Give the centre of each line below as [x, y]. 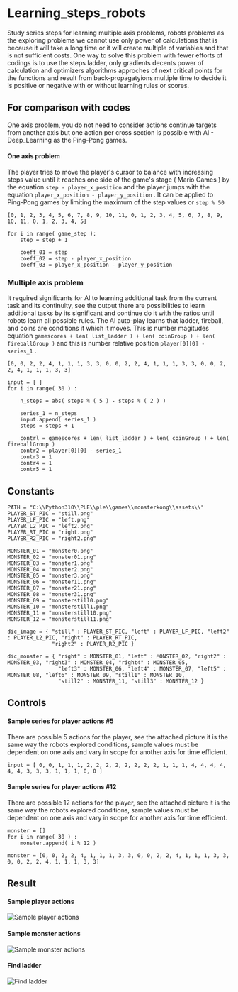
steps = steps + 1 [47, 426]
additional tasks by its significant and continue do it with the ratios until [111, 313]
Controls [27, 703]
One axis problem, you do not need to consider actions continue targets [112, 125]
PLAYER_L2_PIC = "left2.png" [50, 527]
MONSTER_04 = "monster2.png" [50, 570]
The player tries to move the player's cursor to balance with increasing [110, 172]
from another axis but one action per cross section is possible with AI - [110, 132]
